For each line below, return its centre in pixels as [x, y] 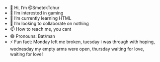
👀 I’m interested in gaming [37, 13]
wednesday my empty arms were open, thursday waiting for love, [77, 49]
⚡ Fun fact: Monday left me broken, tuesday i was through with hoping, [82, 42]
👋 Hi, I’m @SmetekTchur [35, 8]
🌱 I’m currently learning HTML [40, 18]
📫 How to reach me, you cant [40, 29]
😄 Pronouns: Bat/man [33, 36]
